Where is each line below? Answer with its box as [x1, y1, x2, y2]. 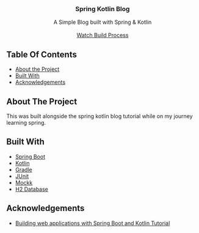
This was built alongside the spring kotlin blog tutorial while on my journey [6, 112, 194, 120]
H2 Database [15, 185, 49, 193]
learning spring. [6, 119, 46, 126]
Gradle [15, 166, 32, 173]
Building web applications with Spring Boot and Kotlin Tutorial [15, 219, 170, 227]
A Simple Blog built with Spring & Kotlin [53, 18, 152, 26]
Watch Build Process [76, 32, 129, 39]
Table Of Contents [6, 49, 78, 59]
